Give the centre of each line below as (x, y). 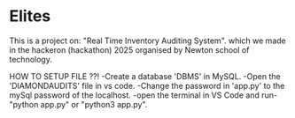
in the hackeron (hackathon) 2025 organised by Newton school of (129, 49)
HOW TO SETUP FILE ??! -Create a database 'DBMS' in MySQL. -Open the (145, 76)
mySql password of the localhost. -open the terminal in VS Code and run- (143, 95)
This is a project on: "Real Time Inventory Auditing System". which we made (147, 41)
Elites (30, 16)
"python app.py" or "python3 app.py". (78, 104)
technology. (31, 59)
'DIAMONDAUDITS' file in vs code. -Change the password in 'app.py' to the (147, 85)
